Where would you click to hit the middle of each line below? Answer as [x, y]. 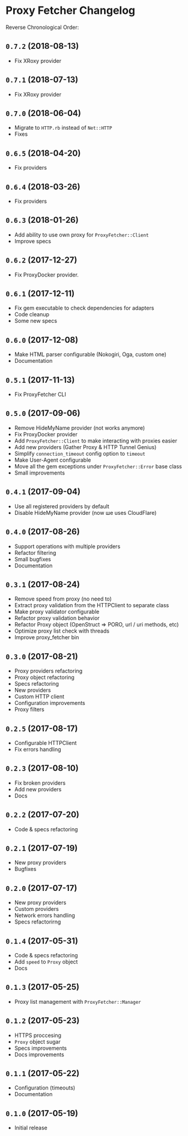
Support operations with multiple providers [67, 546]
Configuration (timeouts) [45, 1088]
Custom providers [37, 909]
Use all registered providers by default [62, 506]
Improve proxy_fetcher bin [47, 637]
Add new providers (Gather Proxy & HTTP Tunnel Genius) [85, 447]
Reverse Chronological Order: [42, 27]
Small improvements [40, 473]
